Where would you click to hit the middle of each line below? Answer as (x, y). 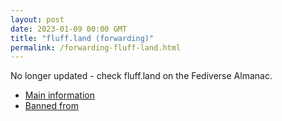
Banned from (51, 106)
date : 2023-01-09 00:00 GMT (69, 29)
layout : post (37, 19)
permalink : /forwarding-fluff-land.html (96, 47)
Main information (59, 95)
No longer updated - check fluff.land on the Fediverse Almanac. (141, 76)
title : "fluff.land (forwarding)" (82, 38)
